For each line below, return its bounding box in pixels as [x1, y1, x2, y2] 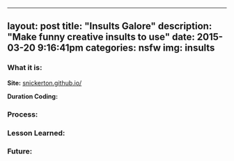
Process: [7, 109, 38, 119]
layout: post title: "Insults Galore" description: [7, 20, 212, 32]
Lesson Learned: [7, 128, 65, 137]
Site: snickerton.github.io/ [7, 78, 82, 87]
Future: [7, 146, 33, 156]
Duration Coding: [7, 92, 58, 101]
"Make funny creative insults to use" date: [7, 31, 195, 43]
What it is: [7, 63, 42, 73]
